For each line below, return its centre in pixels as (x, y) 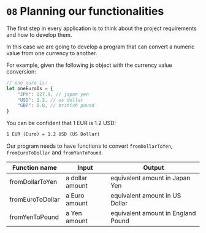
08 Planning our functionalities (85, 11)
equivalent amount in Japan (151, 178)
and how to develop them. (39, 34)
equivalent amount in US (146, 196)
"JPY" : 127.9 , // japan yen (53, 94)
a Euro (75, 196)
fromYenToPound (34, 217)
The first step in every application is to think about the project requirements (102, 28)
